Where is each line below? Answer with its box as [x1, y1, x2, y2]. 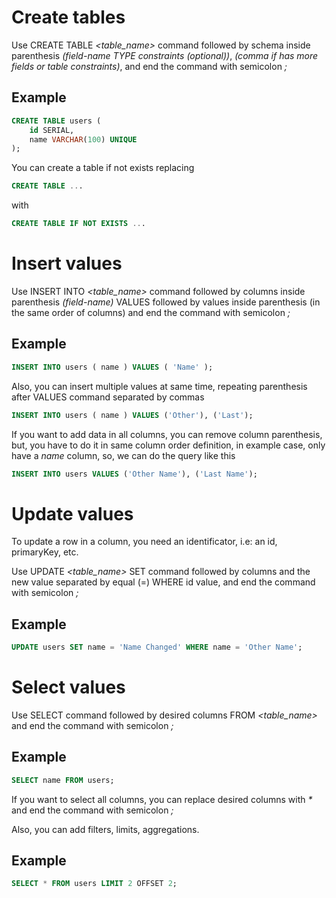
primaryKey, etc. [11, 546, 79, 558]
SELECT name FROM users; [11, 775, 115, 785]
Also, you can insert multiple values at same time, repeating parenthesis [11, 380, 308, 392]
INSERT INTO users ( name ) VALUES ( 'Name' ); [11, 362, 214, 372]
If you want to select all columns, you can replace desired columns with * [11, 793, 313, 805]
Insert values [11, 252, 123, 275]
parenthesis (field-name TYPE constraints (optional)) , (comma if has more [11, 49, 319, 61]
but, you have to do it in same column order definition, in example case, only [11, 439, 326, 451]
